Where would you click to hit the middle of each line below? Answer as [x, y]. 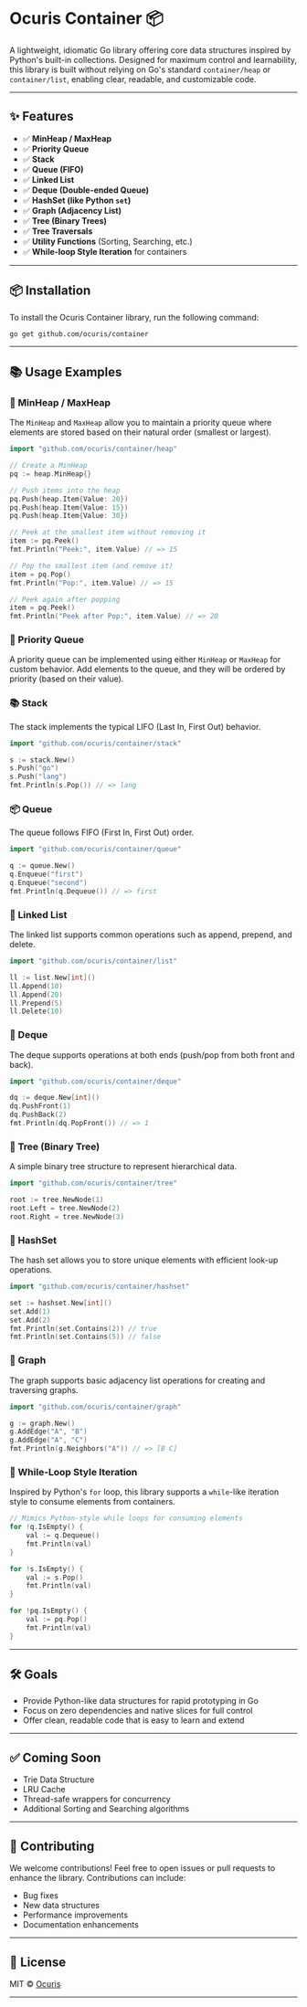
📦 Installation [50, 291]
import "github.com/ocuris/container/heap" [94, 449]
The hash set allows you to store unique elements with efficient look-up [144, 1260]
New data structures [61, 1906]
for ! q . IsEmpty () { [47, 1527]
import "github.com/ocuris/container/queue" [95, 850]
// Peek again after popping [65, 599]
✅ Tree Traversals [58, 231]
